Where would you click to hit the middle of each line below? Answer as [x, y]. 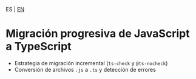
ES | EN [15, 9]
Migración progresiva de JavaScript [98, 34]
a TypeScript [39, 47]
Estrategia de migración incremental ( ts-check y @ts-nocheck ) [91, 63]
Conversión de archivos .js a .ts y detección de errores [85, 69]
